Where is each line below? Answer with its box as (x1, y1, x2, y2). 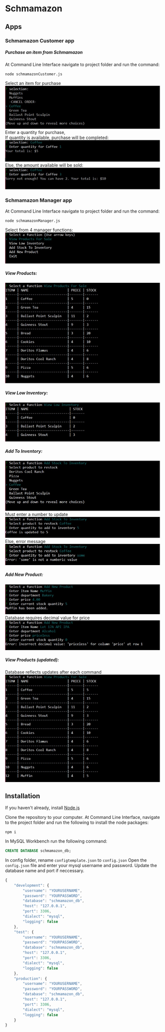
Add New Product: (5, 571, 43, 577)
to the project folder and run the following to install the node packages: (5, 819, 149, 825)
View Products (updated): (5, 656, 59, 663)
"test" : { (14, 929, 34, 934)
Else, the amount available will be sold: (5, 163, 83, 168)
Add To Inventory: (5, 448, 43, 454)
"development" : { (14, 883, 50, 888)
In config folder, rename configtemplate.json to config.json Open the (5, 857, 147, 863)
